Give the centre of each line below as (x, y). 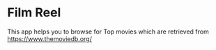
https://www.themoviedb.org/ (49, 38)
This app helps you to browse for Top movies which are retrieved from (108, 32)
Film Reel (34, 13)
